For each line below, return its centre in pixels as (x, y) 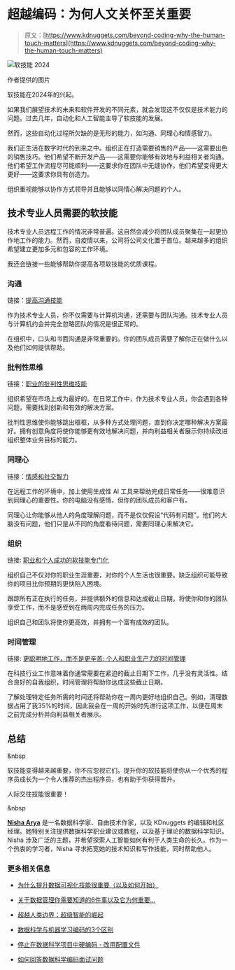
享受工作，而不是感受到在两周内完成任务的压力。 (78, 607)
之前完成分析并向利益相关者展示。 (56, 715)
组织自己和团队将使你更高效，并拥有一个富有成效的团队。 (90, 622)
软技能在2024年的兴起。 (43, 94)
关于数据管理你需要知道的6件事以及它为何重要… (86, 900)
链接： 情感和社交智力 (38, 476)
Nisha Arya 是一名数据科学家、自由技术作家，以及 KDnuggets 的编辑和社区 (116, 822)
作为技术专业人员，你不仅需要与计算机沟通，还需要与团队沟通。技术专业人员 (117, 315)
